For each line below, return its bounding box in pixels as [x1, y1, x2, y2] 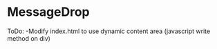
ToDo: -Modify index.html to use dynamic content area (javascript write [7, 27, 211, 35]
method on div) [7, 34, 50, 42]
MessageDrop [7, 4, 90, 20]
